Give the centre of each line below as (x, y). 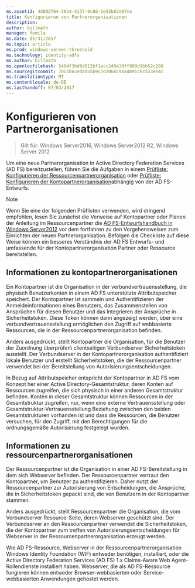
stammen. (18, 500)
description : (22, 22)
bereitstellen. (22, 254)
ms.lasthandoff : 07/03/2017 (40, 88)
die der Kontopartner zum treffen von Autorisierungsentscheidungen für (93, 530)
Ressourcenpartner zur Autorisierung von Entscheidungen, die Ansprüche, (96, 488)
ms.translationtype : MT (35, 77)
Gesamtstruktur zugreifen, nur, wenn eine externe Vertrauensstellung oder (96, 402)
